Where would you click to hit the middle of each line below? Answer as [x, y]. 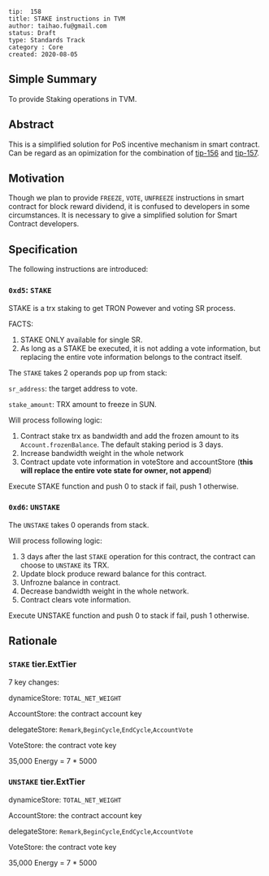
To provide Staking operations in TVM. [73, 99]
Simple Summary [53, 79]
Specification [43, 250]
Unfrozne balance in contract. [70, 582]
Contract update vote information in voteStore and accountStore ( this [137, 462]
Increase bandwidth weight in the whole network [102, 453]
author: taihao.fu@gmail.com [58, 26]
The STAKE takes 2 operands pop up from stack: [88, 372]
